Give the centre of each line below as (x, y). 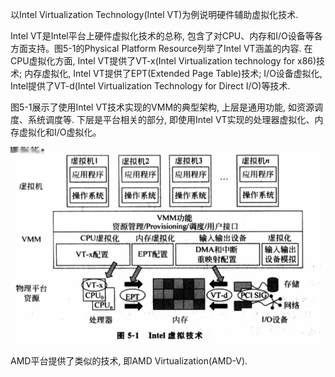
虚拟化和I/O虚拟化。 (60, 132)
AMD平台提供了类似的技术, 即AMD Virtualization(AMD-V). (129, 360)
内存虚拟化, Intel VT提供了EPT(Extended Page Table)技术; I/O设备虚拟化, (173, 73)
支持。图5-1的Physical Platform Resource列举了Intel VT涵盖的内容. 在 (170, 48)
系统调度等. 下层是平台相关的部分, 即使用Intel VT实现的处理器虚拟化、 (171, 119)
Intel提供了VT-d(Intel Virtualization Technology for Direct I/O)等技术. (150, 86)
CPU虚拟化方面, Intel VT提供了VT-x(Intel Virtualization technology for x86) (163, 61)
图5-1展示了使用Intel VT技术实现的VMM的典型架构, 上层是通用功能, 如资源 (162, 107)
